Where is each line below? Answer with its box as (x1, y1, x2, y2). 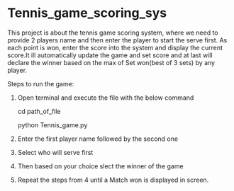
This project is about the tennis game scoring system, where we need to (7, 28, 218, 37)
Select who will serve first (17, 148, 94, 156)
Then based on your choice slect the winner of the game (17, 161, 184, 170)
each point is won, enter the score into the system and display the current (7, 43, 223, 52)
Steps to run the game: (7, 79, 74, 88)
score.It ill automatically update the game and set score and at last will (7, 51, 213, 59)
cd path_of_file (17, 107, 62, 115)
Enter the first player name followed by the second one (17, 134, 179, 143)
